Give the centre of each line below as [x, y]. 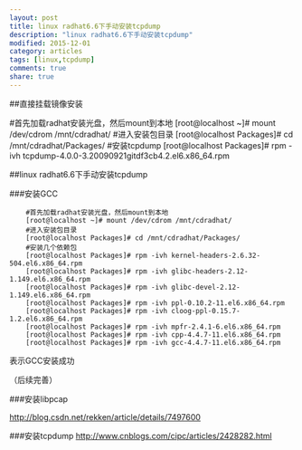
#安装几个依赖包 [52, 247]
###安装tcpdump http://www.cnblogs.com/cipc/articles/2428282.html [141, 436]
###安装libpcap [39, 398]
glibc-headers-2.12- [210, 271]
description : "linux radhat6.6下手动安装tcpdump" [101, 34]
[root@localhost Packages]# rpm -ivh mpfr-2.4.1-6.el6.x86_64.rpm [153, 327]
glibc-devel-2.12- [206, 287]
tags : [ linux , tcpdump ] [52, 60]
